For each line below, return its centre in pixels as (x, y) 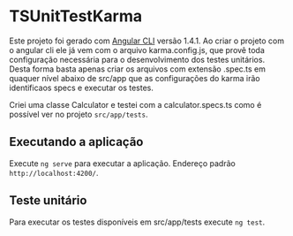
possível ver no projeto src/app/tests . (79, 114)
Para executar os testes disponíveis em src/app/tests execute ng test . (137, 222)
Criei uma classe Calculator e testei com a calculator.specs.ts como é (135, 104)
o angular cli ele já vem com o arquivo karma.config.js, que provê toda (137, 49)
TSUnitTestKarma (76, 16)
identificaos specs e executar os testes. (82, 88)
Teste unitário (48, 201)
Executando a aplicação (76, 142)
